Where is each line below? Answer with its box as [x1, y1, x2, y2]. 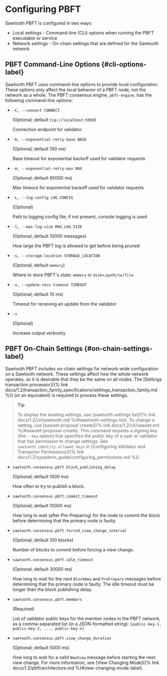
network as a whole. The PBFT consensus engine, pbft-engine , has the [5, 92, 152, 98]
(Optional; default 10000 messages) [12, 233, 86, 239]
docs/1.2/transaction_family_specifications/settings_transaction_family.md [5, 387, 157, 393]
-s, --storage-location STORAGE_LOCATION [12, 253, 100, 258]
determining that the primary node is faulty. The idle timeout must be [12, 581, 154, 587]
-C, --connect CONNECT [12, 108, 60, 113]
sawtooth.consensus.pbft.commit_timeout [12, 494, 98, 499]
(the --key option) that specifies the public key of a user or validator [17, 433, 157, 439]
